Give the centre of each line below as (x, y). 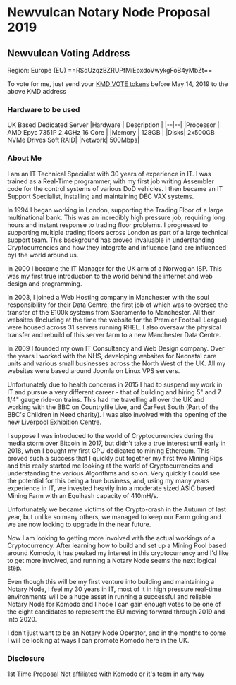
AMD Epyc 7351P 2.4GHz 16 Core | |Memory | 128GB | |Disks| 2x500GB (111, 133)
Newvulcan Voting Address (69, 53)
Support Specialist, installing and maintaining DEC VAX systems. (101, 196)
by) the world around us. (43, 255)
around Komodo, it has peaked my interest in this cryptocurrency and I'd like (118, 553)
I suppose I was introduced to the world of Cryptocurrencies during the (111, 435)
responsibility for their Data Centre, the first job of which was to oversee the (117, 305)
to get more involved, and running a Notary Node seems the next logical (112, 560)
